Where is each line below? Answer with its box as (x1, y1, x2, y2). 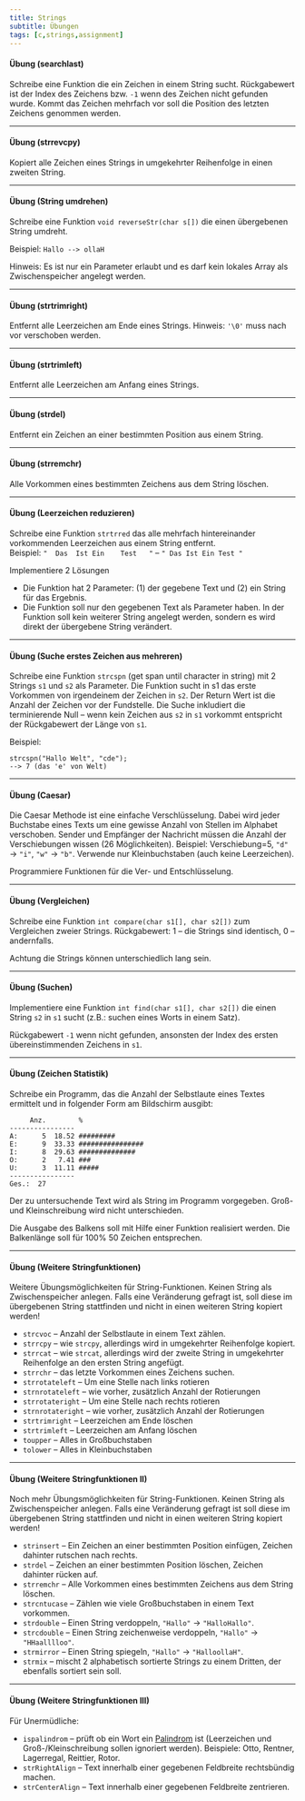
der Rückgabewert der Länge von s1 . (9, 719, 148, 730)
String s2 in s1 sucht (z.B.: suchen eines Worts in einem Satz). (9, 1011, 241, 1022)
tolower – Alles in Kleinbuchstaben (22, 1444, 152, 1455)
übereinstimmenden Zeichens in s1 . (9, 1039, 143, 1050)
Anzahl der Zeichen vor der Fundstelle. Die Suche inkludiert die (9, 700, 246, 711)
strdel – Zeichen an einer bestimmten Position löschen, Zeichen (22, 1559, 263, 1570)
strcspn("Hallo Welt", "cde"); (9, 754, 128, 763)
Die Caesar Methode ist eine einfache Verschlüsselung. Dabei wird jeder (9, 810, 280, 821)
